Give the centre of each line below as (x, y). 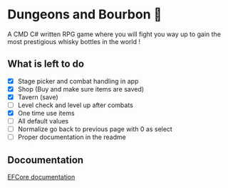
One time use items (46, 113)
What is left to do (46, 64)
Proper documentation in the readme (72, 137)
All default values (43, 121)
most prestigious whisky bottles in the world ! (74, 41)
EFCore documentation (41, 177)
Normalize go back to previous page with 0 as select (95, 129)
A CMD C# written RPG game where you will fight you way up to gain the (114, 34)
